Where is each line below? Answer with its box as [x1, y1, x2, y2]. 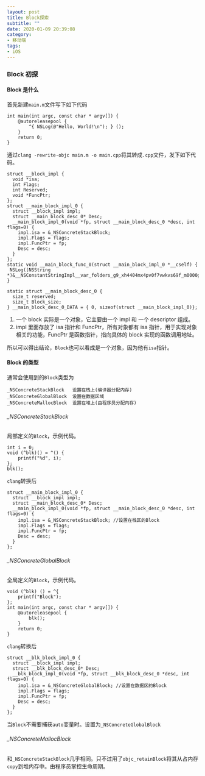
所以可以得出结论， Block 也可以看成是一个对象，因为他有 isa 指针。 [7, 344, 173, 351]
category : [7, 32, 32, 38]
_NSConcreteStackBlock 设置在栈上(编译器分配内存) [7, 387, 133, 393]
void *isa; [12, 176, 40, 182]
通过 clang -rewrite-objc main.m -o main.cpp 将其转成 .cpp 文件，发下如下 [7, 151, 191, 158]
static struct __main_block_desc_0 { [7, 288, 103, 294]
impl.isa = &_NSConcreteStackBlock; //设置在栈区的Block [18, 518, 160, 524]
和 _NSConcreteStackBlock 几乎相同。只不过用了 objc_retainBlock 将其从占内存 [7, 755, 198, 762]
